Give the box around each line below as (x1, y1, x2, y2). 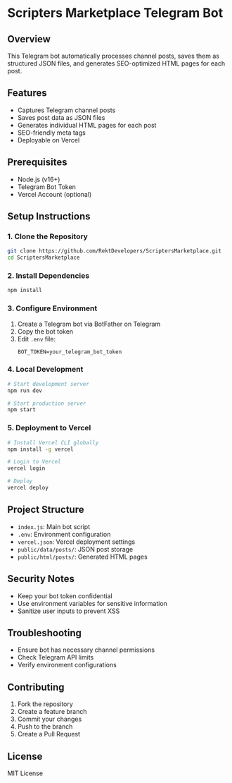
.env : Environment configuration (17, 530, 111, 538)
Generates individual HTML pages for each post (17, 121, 157, 129)
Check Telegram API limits (17, 653, 94, 662)
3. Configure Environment (7, 303, 98, 313)
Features (7, 87, 47, 99)
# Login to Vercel (7, 459, 61, 466)
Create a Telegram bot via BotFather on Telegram (17, 320, 161, 328)
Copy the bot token (17, 327, 74, 336)
